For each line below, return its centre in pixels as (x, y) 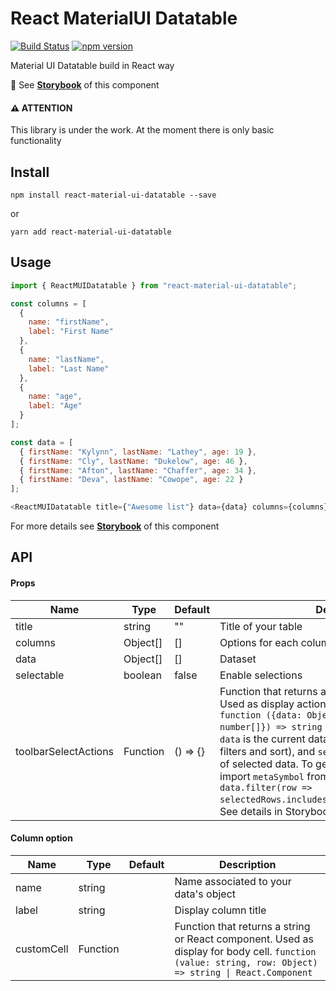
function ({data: (260, 715)
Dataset (238, 659)
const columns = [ (48, 303)
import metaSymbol (262, 776)
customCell (42, 949)
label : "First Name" (71, 332)
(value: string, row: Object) (246, 962)
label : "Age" (55, 406)
